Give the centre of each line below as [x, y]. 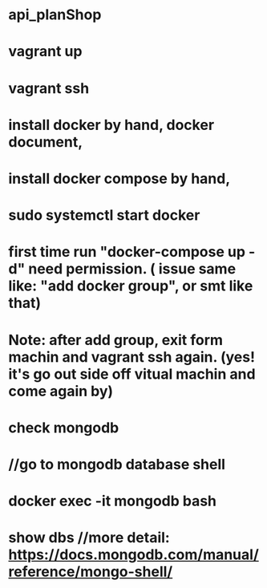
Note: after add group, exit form [115, 340]
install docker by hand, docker [111, 125]
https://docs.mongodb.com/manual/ [133, 555]
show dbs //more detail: [89, 538]
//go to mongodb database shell [117, 464]
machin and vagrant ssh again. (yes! [131, 357]
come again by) [61, 391]
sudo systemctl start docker [104, 215]
